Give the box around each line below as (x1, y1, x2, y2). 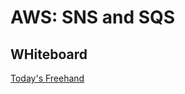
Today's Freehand (10, 72, 85, 84)
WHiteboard (10, 46, 88, 63)
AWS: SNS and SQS (10, 6, 176, 29)
